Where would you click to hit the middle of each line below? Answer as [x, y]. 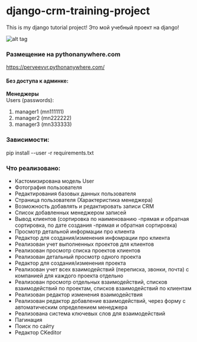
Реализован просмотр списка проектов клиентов [77, 251]
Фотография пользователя [48, 188]
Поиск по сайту [34, 326]
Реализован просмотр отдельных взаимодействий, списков [91, 282]
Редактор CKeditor [38, 332]
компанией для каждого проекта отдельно [69, 276]
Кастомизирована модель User [54, 181]
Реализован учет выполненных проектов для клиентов [84, 244]
